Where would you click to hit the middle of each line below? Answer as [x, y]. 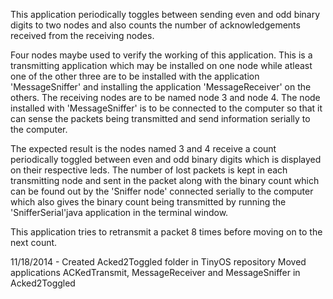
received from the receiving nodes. [82, 35]
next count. [34, 242]
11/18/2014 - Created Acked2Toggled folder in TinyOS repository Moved [158, 262]
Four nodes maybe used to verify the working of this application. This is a [161, 55]
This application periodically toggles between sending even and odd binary [165, 14]
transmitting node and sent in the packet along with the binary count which [165, 180]
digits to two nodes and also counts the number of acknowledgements [155, 25]
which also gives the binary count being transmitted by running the [148, 202]
